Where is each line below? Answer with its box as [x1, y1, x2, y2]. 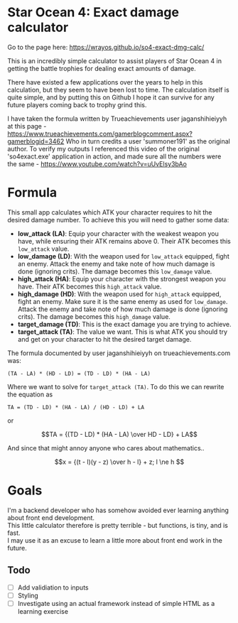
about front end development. [7, 513, 94, 522]
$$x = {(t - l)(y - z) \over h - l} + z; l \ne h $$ [54, 457, 185, 466]
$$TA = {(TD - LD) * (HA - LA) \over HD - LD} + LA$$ [41, 430, 198, 438]
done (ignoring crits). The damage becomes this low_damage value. [17, 267, 212, 276]
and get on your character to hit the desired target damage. [17, 335, 192, 343]
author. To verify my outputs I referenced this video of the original [7, 144, 200, 153]
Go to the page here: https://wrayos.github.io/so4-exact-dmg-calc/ [7, 43, 205, 51]
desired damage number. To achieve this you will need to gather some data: [7, 215, 229, 224]
